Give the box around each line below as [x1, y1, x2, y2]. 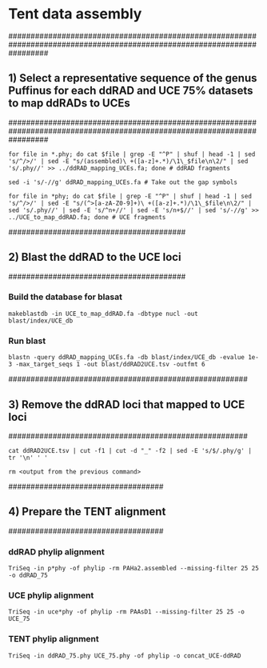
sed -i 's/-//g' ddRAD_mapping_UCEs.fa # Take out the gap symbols [8, 178, 238, 186]
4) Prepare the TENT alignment [8, 505, 166, 518]
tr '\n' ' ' [8, 454, 48, 462]
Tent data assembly [8, 5, 142, 23]
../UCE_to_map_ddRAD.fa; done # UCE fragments [8, 213, 166, 221]
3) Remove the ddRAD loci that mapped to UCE [8, 398, 245, 411]
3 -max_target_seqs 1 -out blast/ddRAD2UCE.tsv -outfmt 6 [8, 361, 205, 369]
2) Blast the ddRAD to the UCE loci [8, 250, 181, 264]
